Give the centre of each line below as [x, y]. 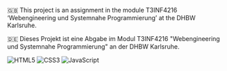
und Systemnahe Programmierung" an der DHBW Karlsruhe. [93, 47]
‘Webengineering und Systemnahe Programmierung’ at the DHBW [101, 18]
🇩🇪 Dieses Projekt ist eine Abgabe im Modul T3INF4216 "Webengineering [113, 39]
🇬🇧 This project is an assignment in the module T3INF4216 [92, 10]
